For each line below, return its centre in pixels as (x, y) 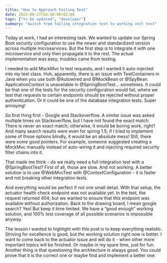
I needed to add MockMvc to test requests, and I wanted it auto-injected (79, 69)
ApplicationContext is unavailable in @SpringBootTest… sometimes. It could (83, 85)
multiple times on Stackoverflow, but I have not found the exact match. (78, 121)
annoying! (15, 106)
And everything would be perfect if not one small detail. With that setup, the (83, 188)
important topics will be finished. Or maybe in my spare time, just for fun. (80, 245)
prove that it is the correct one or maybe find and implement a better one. (81, 256)
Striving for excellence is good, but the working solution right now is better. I (83, 234)
